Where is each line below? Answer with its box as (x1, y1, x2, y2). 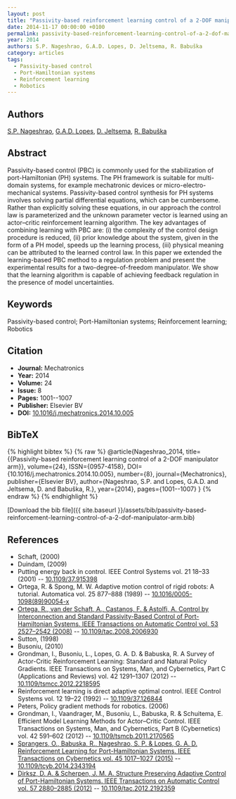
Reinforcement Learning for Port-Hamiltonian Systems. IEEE (17, 747, 191, 755)
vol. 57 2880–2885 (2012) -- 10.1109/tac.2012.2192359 (17, 784, 176, 793)
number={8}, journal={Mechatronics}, (117, 470, 227, 478)
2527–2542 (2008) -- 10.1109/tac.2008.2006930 (17, 627, 159, 636)
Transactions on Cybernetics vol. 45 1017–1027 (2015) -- (17, 754, 181, 763)
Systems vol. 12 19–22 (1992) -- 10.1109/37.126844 (17, 694, 163, 703)
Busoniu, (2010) (17, 642, 64, 651)
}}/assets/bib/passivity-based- (117, 506, 207, 514)
